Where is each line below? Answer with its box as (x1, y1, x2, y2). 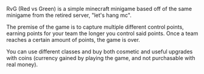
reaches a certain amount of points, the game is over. (6, 36, 140, 43)
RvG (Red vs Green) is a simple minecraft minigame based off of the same (6, 5, 192, 12)
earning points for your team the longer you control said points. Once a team (6, 30, 199, 37)
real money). (6, 61, 38, 68)
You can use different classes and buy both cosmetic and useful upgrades (6, 48, 193, 55)
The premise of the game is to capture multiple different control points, (6, 24, 184, 30)
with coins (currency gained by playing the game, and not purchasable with (6, 55, 195, 61)
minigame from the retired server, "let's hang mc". (6, 12, 132, 19)
